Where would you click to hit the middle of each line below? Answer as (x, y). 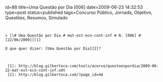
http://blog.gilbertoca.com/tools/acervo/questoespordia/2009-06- (88, 66)
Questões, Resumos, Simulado (37, 18)
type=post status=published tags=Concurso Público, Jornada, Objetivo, (79, 12)
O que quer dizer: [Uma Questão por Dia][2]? (53, 49)
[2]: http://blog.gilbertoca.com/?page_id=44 (55, 75)
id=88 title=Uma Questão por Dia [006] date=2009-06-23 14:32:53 (74, 7)
